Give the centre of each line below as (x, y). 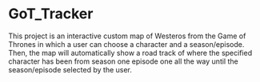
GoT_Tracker (51, 14)
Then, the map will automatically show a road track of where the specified (130, 53)
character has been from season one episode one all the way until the (123, 61)
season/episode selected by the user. (70, 69)
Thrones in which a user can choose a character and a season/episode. (126, 44)
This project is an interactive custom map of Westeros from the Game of (127, 36)
